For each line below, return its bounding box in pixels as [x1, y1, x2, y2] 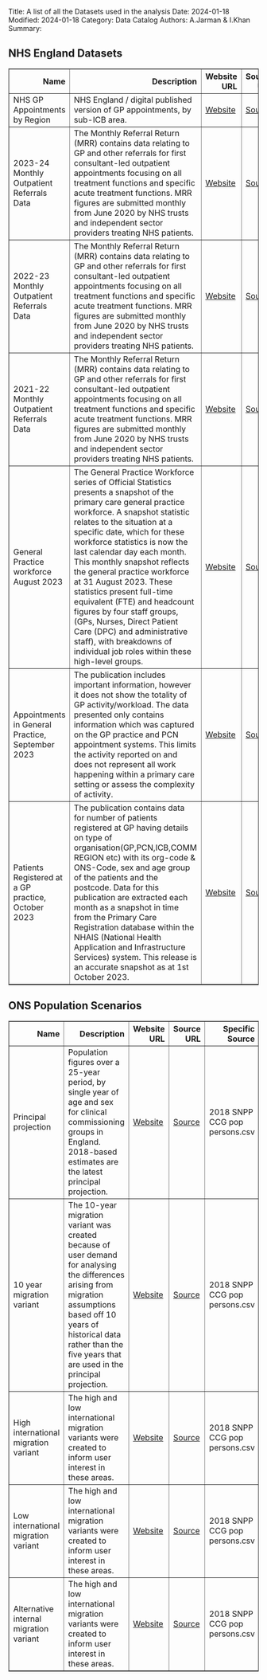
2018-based [68, 1146, 118, 1157]
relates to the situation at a [74, 516, 173, 527]
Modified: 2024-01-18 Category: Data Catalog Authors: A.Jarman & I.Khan [8, 15, 250, 25]
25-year [68, 1067, 101, 1078]
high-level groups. [74, 656, 144, 667]
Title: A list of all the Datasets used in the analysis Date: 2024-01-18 [8, 7, 230, 16]
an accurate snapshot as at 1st [74, 961, 189, 973]
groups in [68, 1126, 103, 1138]
